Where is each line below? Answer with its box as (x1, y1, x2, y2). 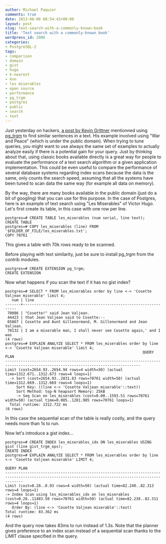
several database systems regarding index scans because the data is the (5, 170, 154, 176)
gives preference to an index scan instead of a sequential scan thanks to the (5, 528, 161, 534)
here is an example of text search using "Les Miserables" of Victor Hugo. (5, 200, 154, 207)
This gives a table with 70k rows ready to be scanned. (5, 241, 115, 247)
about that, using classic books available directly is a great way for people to (5, 154, 162, 160)
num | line (11, 297, 35, 303)
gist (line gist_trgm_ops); (5, 444, 63, 449)
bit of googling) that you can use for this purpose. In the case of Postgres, (5, 195, 157, 201)
